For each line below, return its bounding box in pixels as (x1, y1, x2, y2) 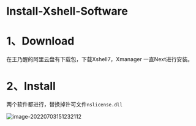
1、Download (6, 34, 75, 48)
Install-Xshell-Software (6, 4, 129, 18)
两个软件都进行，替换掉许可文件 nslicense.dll (6, 101, 123, 108)
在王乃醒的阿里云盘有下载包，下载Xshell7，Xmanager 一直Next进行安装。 (6, 56, 193, 63)
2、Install (6, 80, 56, 93)
